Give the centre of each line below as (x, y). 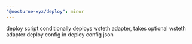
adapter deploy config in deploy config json (60, 34)
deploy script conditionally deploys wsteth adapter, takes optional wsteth (96, 28)
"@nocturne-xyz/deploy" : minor (45, 11)
